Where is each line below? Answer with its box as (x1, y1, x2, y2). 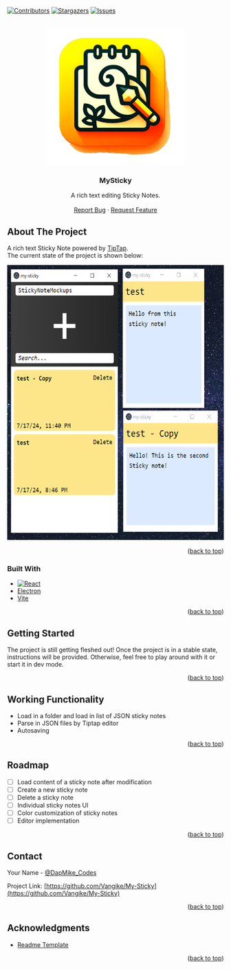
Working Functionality (7, 693, 104, 705)
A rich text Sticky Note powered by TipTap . (7, 244, 129, 252)
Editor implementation (16, 816, 80, 825)
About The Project (7, 225, 87, 237)
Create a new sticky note (16, 786, 88, 794)
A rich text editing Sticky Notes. (71, 191, 160, 199)
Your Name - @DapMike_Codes (7, 869, 97, 877)
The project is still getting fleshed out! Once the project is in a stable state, (7, 646, 218, 654)
